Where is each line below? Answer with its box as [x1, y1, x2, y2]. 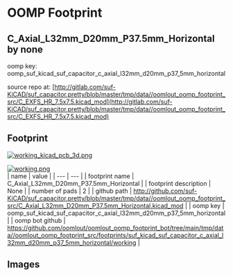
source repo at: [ [7, 83, 55, 91]
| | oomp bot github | [7, 216, 66, 224]
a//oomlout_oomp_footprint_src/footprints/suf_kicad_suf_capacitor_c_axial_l [7, 231, 224, 239]
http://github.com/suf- [133, 187, 198, 195]
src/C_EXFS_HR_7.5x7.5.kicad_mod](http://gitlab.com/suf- [7, 97, 173, 106]
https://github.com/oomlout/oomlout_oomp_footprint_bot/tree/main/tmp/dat [7, 223, 224, 232]
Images [7, 259, 40, 271]
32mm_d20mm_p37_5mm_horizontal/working [7, 238, 137, 246]
